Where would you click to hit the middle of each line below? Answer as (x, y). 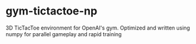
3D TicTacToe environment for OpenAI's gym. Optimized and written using (98, 28)
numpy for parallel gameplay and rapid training (64, 34)
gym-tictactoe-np (52, 11)
